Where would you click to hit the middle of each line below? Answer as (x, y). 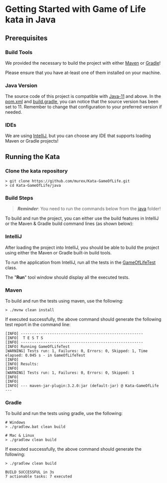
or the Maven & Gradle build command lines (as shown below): (69, 224)
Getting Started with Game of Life (76, 9)
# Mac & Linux (20, 436)
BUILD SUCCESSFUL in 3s (30, 472)
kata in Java (31, 20)
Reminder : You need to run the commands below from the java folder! (89, 209)
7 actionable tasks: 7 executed (39, 477)
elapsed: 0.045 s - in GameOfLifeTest (45, 356)
